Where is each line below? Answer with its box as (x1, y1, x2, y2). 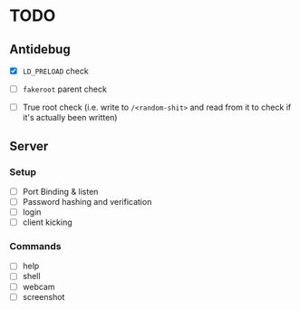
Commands (9, 240, 62, 253)
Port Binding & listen (22, 186, 99, 197)
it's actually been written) (22, 112, 118, 123)
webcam (22, 281, 55, 292)
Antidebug (9, 42, 71, 57)
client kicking (22, 217, 73, 228)
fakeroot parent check (22, 83, 107, 95)
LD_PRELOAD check (22, 65, 89, 76)
